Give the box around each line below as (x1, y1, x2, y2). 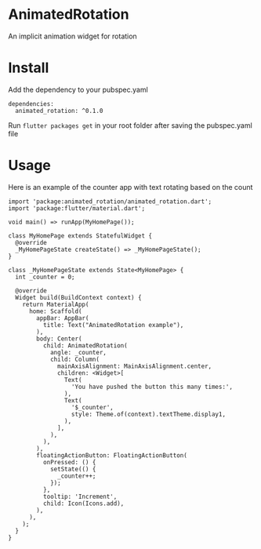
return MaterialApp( (22, 300, 89, 308)
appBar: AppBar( (36, 314, 89, 322)
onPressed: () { (42, 458, 96, 466)
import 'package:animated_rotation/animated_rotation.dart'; (8, 198, 212, 205)
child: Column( (49, 355, 100, 363)
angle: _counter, (49, 348, 107, 356)
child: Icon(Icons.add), (42, 500, 125, 507)
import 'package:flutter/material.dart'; (8, 204, 146, 213)
